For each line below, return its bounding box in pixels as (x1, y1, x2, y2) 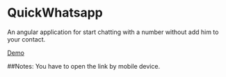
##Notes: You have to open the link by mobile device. (7, 62, 161, 70)
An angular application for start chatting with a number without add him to (7, 28, 219, 36)
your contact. (7, 35, 46, 43)
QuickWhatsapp (7, 5, 103, 21)
